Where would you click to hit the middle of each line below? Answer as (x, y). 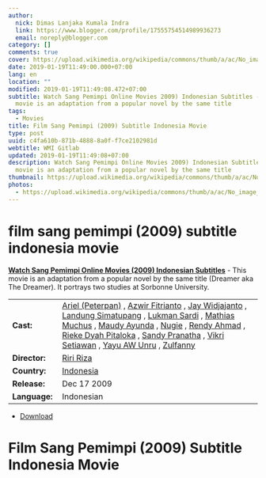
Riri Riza (77, 358)
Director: (29, 358)
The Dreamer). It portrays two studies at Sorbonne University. (109, 286)
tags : (17, 112)
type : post (26, 133)
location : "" (30, 82)
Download (36, 415)
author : (21, 15)
